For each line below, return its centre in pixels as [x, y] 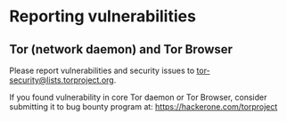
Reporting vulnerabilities [102, 16]
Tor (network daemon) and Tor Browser [121, 49]
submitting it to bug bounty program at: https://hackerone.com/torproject [143, 107]
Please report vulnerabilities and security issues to [102, 70]
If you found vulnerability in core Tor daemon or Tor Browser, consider [138, 97]
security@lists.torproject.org [61, 80]
